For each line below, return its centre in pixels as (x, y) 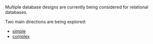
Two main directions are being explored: (46, 22)
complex (21, 36)
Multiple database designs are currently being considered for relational (77, 7)
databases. (16, 12)
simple (19, 31)
